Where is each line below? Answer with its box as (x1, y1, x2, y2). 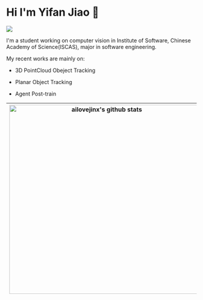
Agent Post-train (14, 90, 56, 97)
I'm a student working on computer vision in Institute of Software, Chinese (6, 36, 192, 44)
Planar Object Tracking (14, 78, 72, 85)
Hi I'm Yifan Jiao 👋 (6, 5, 100, 19)
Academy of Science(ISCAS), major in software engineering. (6, 43, 157, 50)
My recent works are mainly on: (6, 54, 85, 62)
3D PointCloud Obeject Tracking (14, 67, 95, 74)
